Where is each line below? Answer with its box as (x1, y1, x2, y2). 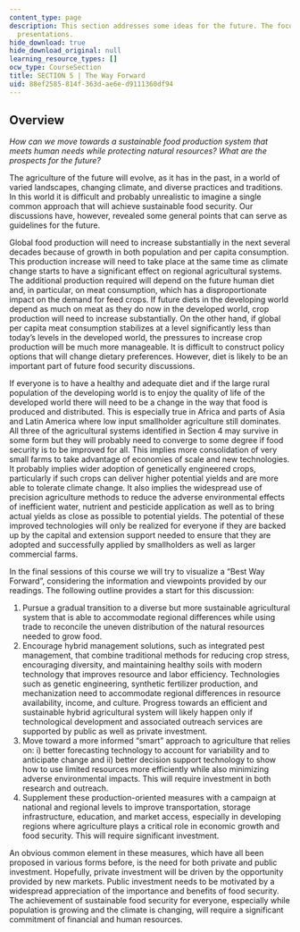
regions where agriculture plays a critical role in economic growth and (21, 821, 279, 832)
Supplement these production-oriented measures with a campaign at (21, 793, 277, 803)
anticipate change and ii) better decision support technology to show (21, 754, 277, 765)
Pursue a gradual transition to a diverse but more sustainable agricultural (21, 602, 290, 613)
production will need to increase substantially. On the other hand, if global (9, 314, 281, 324)
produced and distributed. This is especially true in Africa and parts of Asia (9, 407, 286, 417)
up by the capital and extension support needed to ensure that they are (9, 530, 271, 541)
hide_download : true (9, 38, 87, 47)
